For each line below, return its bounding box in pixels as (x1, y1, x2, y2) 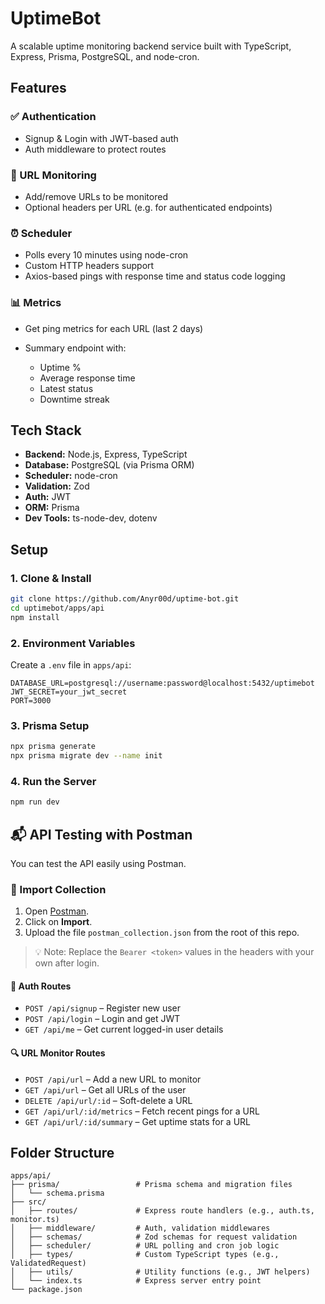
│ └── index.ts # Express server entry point (10, 1276, 262, 1286)
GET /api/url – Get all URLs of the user (24, 1083, 187, 1096)
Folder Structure (10, 1145, 115, 1162)
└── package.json (10, 1285, 83, 1295)
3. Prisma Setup (10, 718, 90, 732)
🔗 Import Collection (10, 882, 107, 896)
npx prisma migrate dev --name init (10, 751, 163, 761)
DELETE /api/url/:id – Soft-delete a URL (24, 1094, 193, 1106)
